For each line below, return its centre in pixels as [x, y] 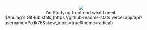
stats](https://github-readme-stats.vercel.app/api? [92, 17]
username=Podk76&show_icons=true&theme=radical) [59, 23]
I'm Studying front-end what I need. [81, 12]
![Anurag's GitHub [23, 17]
